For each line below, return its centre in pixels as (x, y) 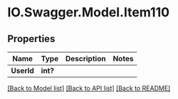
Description (85, 59)
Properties (31, 39)
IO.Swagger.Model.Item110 (88, 12)
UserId (22, 71)
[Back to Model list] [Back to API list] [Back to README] (89, 88)
